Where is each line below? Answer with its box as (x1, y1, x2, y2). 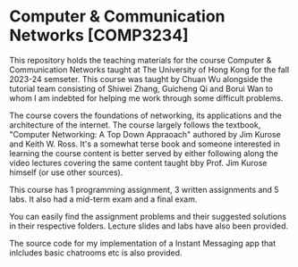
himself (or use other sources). (9, 167, 123, 178)
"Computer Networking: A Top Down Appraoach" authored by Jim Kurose (9, 129, 281, 139)
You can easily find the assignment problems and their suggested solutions (9, 211, 286, 221)
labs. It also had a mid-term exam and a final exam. (9, 194, 198, 204)
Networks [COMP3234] (9, 25, 190, 46)
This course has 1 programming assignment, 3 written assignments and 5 (9, 184, 279, 195)
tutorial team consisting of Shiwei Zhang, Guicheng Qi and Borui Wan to (9, 83, 274, 94)
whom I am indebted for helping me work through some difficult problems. (9, 92, 284, 104)
